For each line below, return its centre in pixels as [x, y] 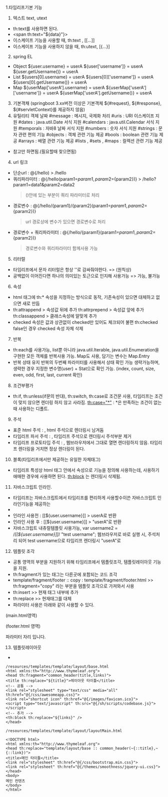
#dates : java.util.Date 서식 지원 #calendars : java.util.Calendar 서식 [86, 122]
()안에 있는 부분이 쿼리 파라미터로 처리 [62, 195]
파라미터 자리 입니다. [26, 637]
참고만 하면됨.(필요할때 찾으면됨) [45, 151]
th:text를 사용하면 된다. [35, 29]
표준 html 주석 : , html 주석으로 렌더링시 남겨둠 [58, 430]
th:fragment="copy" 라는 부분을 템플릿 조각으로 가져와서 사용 [73, 586]
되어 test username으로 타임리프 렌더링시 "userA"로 [70, 541]
